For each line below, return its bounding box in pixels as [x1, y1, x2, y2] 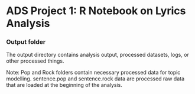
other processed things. [6, 57, 64, 64]
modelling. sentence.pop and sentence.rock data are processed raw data [6, 75, 185, 82]
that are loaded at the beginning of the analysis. [6, 82, 123, 89]
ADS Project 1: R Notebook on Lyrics [6, 4, 186, 18]
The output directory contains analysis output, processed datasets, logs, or [6, 51, 189, 59]
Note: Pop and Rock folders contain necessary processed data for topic [6, 69, 181, 76]
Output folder [6, 38, 46, 46]
